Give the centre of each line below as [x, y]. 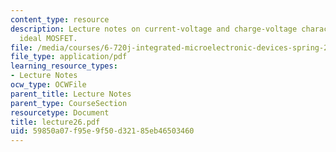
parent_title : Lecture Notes [71, 94]
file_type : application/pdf [69, 57]
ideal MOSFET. [48, 38]
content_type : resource [60, 19]
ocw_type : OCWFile [48, 85]
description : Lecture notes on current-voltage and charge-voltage [154, 29]
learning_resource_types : [64, 66]
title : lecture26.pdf [55, 122]
